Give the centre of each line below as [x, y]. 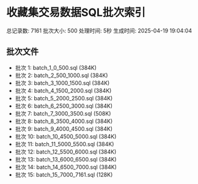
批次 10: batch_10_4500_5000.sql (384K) [66, 136]
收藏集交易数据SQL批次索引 [76, 13]
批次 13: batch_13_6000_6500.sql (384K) [66, 159]
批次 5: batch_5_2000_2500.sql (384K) [64, 98]
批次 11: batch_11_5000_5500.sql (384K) [64, 144]
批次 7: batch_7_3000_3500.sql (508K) [63, 113]
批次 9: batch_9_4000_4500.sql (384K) [64, 128]
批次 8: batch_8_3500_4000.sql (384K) [64, 121]
